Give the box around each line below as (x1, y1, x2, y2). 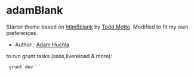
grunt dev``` (8, 64, 42, 70)
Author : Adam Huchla (14, 41, 70, 48)
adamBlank (6, 4, 63, 17)
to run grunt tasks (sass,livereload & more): (6, 52, 112, 59)
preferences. (6, 29, 38, 36)
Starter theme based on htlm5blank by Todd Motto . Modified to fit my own (6, 23, 189, 30)
